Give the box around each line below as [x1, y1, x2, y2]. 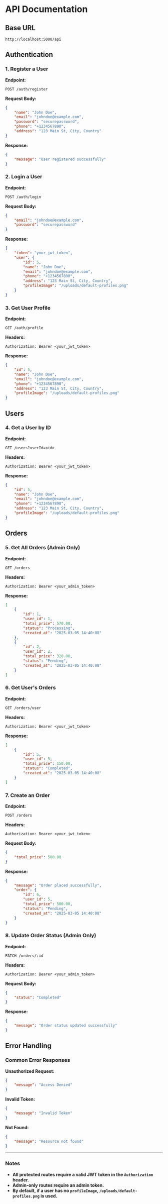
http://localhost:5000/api [5, 37, 61, 42]
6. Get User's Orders [5, 684, 56, 691]
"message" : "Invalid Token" [14, 1111, 72, 1116]
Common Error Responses [5, 1057, 70, 1064]
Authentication [5, 50, 53, 59]
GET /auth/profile [5, 326, 43, 331]
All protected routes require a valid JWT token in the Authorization [12, 1171, 153, 1177]
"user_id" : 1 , [23, 617, 52, 622]
